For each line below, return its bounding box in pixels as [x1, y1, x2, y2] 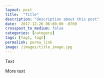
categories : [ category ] [5, 30, 55, 35]
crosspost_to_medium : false [5, 26, 64, 31]
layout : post [5, 7, 32, 12]
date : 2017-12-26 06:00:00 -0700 [5, 21, 77, 26]
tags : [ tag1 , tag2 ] [5, 35, 46, 40]
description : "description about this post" [5, 16, 99, 21]
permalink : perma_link [5, 40, 52, 45]
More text [5, 68, 25, 74]
